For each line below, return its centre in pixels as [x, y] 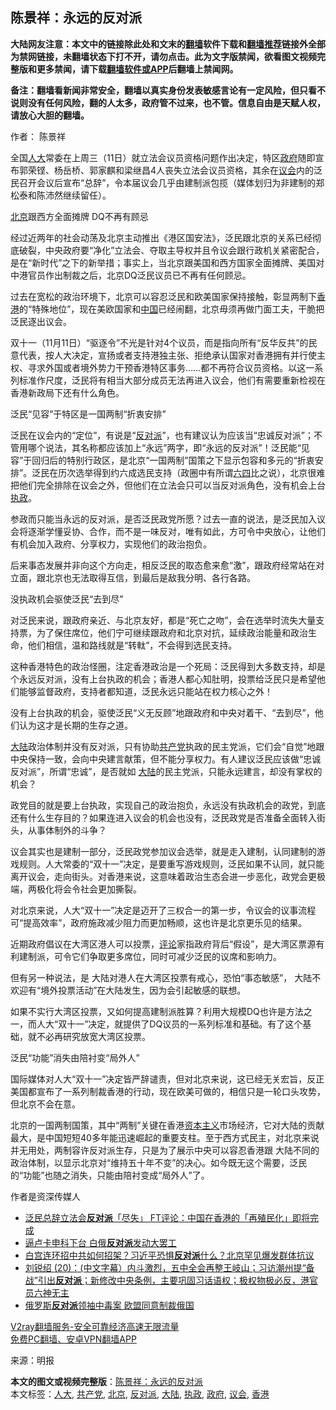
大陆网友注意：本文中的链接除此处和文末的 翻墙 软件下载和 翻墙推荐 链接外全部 [168, 44]
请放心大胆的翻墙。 [50, 115]
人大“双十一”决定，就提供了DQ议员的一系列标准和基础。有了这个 [169, 1024]
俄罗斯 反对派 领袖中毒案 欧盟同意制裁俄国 [109, 1305]
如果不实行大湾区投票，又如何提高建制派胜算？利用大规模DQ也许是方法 [157, 1011]
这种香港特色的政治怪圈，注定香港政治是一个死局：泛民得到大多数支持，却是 [168, 666]
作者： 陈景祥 [38, 136]
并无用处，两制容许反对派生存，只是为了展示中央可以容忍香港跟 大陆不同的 [165, 1150]
